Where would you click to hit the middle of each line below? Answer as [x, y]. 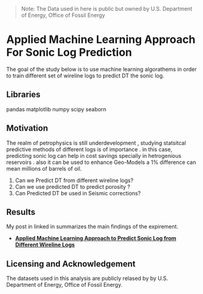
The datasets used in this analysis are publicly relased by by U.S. [87, 278]
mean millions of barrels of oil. [44, 168]
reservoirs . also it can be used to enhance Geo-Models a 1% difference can [101, 162]
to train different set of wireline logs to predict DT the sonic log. [85, 76]
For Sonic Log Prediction [69, 52]
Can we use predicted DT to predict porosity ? [72, 186]
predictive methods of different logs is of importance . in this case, [89, 149]
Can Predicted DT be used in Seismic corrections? [78, 193]
